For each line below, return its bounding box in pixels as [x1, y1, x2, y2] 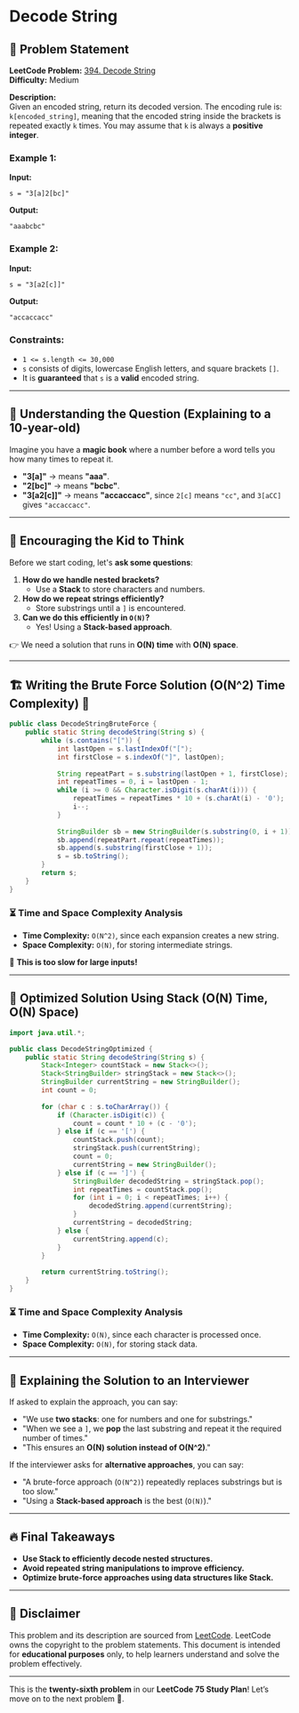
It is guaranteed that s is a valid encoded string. [21, 372, 199, 383]
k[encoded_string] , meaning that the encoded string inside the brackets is [9, 111, 282, 121]
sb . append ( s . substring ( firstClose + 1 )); [56, 843, 214, 853]
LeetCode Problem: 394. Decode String [9, 65, 156, 76]
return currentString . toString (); [41, 1267, 169, 1277]
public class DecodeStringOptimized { [9, 1044, 153, 1053]
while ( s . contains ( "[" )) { [41, 736, 141, 745]
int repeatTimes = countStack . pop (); [72, 1185, 214, 1194]
